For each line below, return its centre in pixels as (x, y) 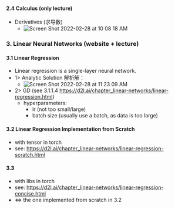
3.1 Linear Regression (33, 58)
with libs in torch (34, 181)
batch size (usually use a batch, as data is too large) (95, 116)
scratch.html (30, 154)
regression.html (33, 97)
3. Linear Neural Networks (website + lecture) (73, 44)
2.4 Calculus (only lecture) (39, 8)
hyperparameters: (45, 103)
